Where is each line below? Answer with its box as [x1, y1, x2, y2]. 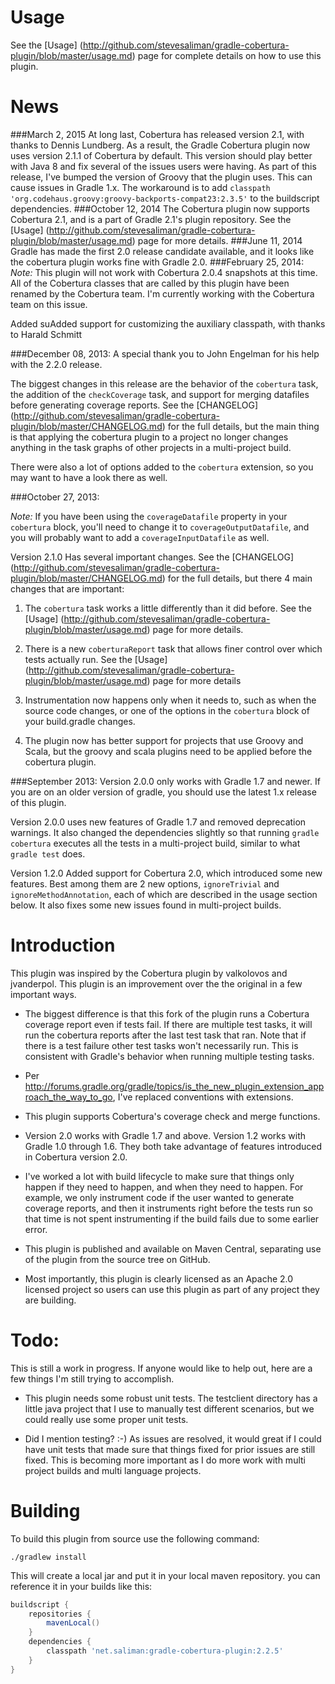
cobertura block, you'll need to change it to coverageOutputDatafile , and [10, 521, 310, 533]
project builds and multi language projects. [24, 1464, 202, 1476]
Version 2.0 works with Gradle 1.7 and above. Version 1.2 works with [24, 1129, 307, 1141]
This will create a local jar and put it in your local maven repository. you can [10, 1569, 321, 1581]
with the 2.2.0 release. [10, 358, 103, 370]
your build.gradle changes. [24, 715, 136, 727]
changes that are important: [10, 582, 125, 595]
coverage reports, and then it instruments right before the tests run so [24, 1202, 313, 1214]
